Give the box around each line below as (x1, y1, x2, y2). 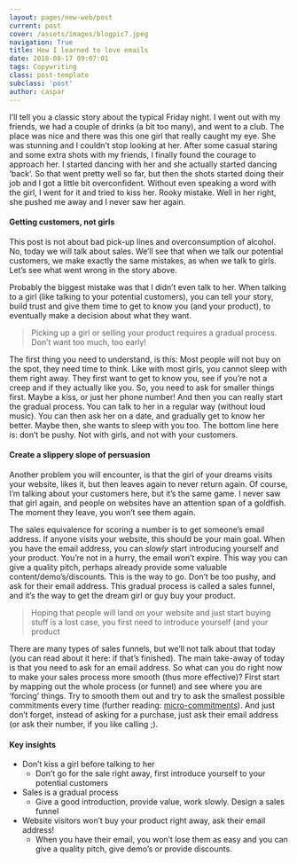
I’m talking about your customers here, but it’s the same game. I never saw (9, 488, 281, 498)
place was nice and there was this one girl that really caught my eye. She (9, 130, 277, 141)
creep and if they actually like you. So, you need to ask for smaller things (9, 382, 275, 393)
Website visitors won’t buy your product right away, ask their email (21, 815, 266, 826)
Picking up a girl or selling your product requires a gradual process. (30, 327, 277, 338)
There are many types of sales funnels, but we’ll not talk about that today (9, 643, 277, 654)
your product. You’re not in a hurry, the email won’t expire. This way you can (9, 552, 288, 563)
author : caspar (9, 87, 66, 96)
